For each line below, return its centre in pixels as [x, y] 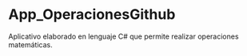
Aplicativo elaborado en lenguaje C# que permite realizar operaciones [124, 36]
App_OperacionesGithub [92, 15]
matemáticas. [31, 44]
